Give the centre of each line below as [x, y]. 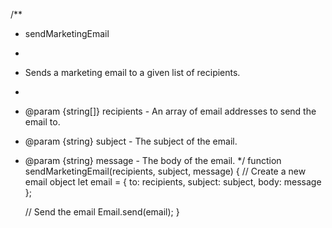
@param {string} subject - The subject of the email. [131, 141]
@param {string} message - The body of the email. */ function [153, 160]
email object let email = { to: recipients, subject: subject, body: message [173, 182]
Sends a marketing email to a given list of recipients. [132, 72]
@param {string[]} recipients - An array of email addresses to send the [170, 111]
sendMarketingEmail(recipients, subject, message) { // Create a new [165, 171]
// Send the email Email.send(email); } [102, 212]
